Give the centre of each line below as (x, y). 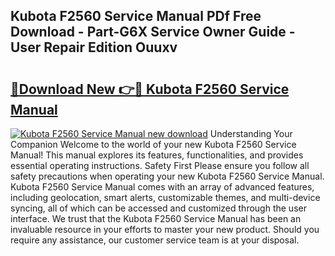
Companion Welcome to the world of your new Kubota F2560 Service (153, 144)
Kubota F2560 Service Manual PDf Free (136, 16)
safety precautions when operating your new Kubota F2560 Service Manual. (167, 176)
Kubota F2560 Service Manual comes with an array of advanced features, (162, 187)
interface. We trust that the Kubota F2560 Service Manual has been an (156, 218)
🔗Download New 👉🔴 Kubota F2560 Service (150, 89)
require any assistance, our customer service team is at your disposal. (155, 240)
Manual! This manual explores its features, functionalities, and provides (157, 155)
